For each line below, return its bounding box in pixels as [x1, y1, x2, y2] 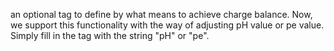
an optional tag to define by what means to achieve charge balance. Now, [10, 9, 313, 20]
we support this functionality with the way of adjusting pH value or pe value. [10, 19, 325, 31]
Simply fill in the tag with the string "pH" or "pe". [10, 30, 210, 41]
